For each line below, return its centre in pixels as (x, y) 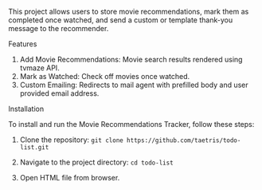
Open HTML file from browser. (70, 178)
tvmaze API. (39, 68)
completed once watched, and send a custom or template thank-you (121, 20)
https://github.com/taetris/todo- (184, 141)
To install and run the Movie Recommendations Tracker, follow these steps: (131, 124)
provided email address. (59, 93)
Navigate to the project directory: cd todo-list (96, 162)
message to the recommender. (59, 28)
